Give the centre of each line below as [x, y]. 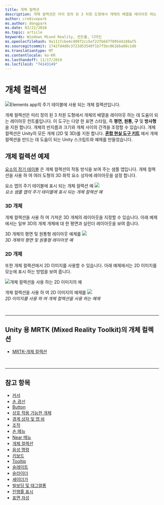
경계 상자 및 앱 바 [28, 419]
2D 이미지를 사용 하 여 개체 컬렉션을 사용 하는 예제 [53, 299]
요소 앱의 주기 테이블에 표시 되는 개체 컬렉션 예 [49, 186]
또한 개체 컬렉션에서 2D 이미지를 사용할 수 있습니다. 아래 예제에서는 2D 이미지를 [81, 266]
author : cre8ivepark [26, 19]
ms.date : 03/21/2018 [26, 28]
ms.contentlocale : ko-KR [30, 55]
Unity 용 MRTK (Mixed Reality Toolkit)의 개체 [73, 330]
